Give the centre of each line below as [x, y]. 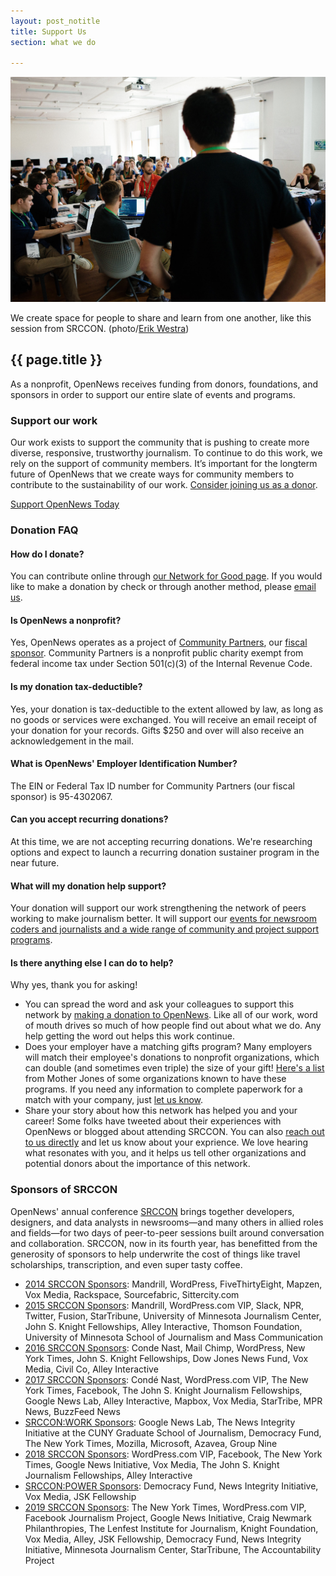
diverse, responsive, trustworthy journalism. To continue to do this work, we [166, 453]
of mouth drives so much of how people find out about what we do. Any [173, 1026]
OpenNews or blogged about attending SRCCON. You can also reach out [174, 1132]
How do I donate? [47, 554]
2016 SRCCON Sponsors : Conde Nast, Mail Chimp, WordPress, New [165, 1347]
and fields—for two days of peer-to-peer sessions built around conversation [167, 1232]
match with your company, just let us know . [114, 1100]
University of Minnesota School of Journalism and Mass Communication [173, 1337]
